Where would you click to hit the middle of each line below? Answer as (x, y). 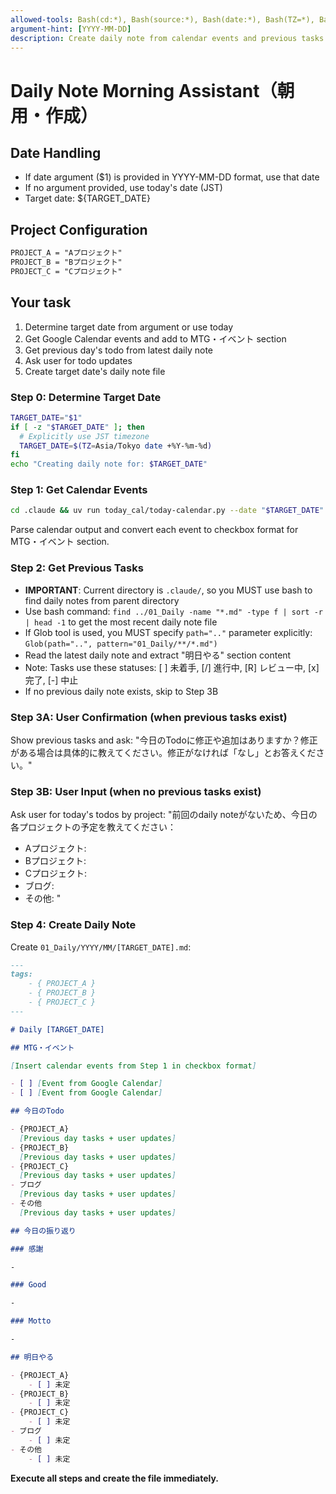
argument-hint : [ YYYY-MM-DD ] (71, 29)
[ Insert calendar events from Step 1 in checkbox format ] (133, 1066)
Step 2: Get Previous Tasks (77, 568)
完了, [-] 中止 (51, 680)
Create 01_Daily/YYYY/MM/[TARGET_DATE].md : (101, 947)
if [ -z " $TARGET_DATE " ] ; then (77, 427)
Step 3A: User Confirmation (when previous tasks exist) (149, 717)
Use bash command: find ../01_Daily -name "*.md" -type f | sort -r (173, 611)
